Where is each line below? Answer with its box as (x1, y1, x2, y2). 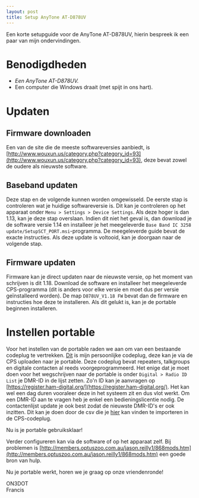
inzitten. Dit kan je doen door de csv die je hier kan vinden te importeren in (6, 409, 189, 415)
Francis (6, 486, 25, 493)
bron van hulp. (6, 457, 42, 464)
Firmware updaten (6, 257, 76, 268)
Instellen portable (6, 325, 95, 339)
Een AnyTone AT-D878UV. (14, 77, 79, 84)
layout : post (6, 8, 39, 15)
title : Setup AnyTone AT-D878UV (6, 14, 86, 20)
